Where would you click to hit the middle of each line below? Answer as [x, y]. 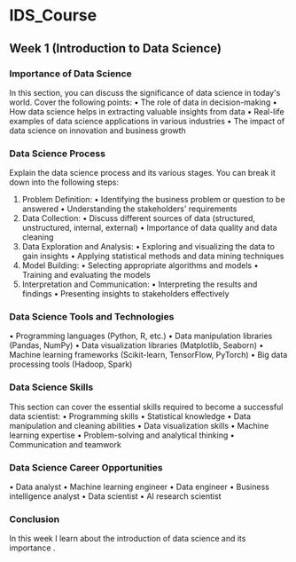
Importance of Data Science [71, 74]
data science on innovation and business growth [97, 131]
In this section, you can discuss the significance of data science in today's [145, 92]
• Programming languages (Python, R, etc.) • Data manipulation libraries [141, 336]
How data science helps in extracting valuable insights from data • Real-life [147, 111]
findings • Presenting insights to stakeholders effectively [125, 294]
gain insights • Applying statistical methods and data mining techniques [153, 256]
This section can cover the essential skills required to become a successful [146, 407]
